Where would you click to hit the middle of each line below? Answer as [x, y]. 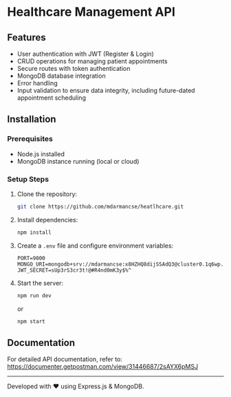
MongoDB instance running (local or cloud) [78, 161]
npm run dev [34, 296]
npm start [31, 321]
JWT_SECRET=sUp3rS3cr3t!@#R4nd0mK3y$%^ [74, 270]
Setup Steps [28, 179]
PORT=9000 [31, 258]
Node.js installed [41, 154]
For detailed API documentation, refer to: [65, 359]
